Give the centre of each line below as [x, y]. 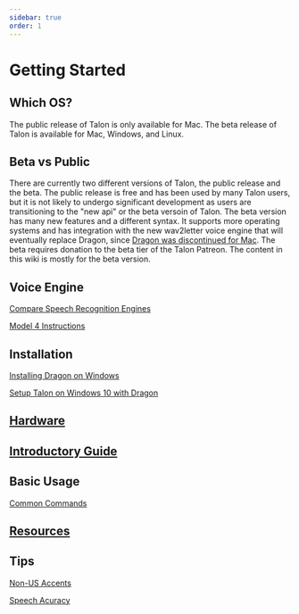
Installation [41, 354]
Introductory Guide [63, 451]
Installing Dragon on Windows [64, 375]
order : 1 [25, 26]
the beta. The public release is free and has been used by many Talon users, [150, 193]
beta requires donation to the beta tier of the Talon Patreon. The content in [146, 250]
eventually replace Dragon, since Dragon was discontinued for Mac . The [142, 240]
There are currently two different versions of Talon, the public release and [145, 183]
